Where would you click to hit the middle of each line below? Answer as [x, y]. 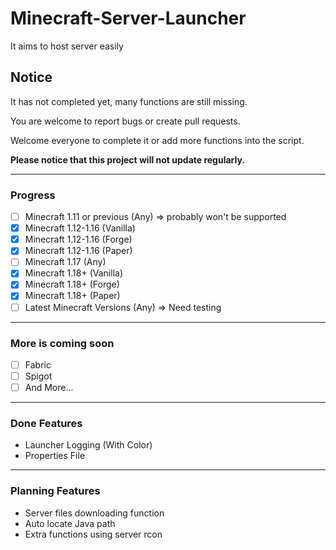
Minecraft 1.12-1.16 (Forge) [78, 239]
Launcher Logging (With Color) [88, 445]
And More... [49, 388]
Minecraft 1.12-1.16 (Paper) [78, 251]
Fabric [38, 364]
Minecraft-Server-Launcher [128, 18]
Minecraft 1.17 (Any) [65, 262]
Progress [33, 195]
